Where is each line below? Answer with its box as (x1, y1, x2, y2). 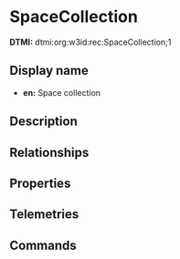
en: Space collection (22, 87, 101, 98)
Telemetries (9, 207, 79, 223)
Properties (9, 175, 71, 191)
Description (9, 114, 78, 129)
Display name (9, 63, 89, 78)
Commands (9, 237, 78, 253)
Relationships (9, 144, 90, 161)
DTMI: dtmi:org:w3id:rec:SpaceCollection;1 (9, 36, 172, 47)
